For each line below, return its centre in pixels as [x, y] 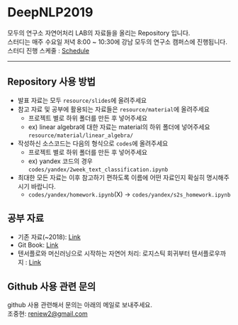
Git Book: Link [38, 245]
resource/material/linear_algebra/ [80, 136]
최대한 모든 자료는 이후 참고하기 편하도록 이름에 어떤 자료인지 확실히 [111, 177]
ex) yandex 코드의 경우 [61, 161]
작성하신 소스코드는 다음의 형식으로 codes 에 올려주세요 [93, 143]
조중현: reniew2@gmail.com [48, 314]
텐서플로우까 [209, 253]
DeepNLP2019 [50, 12]
